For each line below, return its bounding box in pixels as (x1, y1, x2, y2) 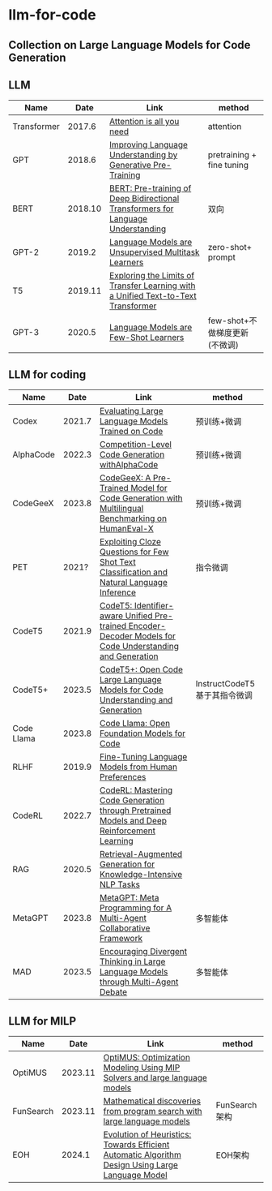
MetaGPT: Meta (100, 892, 159, 904)
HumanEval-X (100, 523, 154, 535)
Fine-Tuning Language (100, 751, 188, 763)
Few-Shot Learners (108, 332, 185, 343)
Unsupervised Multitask (108, 247, 200, 258)
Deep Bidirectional (108, 193, 180, 204)
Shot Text (100, 557, 136, 568)
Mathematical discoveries (103, 1095, 201, 1107)
